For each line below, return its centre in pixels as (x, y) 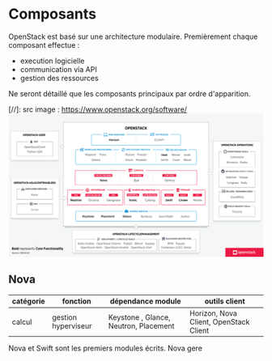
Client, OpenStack (220, 321)
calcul (22, 321)
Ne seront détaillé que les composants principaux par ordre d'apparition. (130, 93)
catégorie (29, 301)
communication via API (58, 69)
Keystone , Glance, (139, 317)
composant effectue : (44, 45)
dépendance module (145, 301)
